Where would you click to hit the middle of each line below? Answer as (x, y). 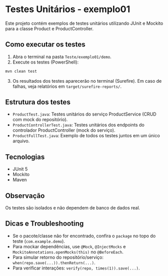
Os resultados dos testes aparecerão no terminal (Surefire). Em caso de (87, 81)
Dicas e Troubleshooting (45, 224)
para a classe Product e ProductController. (49, 28)
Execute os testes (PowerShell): (46, 62)
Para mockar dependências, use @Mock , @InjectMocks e (69, 246)
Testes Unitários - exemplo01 (68, 9)
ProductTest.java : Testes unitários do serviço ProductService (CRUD (84, 114)
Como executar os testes (45, 45)
